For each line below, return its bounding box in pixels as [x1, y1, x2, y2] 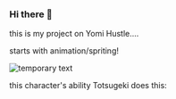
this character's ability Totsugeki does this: [9, 80, 167, 91]
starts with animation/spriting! [9, 45, 119, 56]
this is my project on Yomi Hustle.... [9, 29, 139, 39]
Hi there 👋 [9, 8, 54, 21]
